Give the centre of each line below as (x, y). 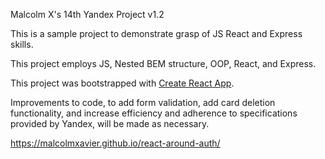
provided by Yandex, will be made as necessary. (110, 123)
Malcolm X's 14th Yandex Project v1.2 (87, 14)
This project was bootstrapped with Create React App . (122, 83)
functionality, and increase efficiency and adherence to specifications (154, 113)
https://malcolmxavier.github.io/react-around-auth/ (115, 143)
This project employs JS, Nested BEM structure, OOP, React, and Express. (163, 63)
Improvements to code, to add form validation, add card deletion (143, 102)
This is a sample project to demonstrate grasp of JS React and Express (156, 33)
